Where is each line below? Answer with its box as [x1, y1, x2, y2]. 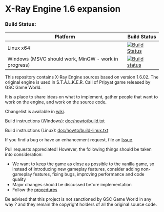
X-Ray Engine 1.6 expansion [5, 3, 121, 15]
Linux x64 [7, 45, 31, 52]
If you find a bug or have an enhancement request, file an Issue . [5, 137, 134, 143]
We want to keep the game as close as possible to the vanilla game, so [12, 161, 155, 167]
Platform [54, 33, 76, 40]
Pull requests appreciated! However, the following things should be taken [5, 146, 152, 152]
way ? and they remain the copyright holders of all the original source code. [5, 201, 157, 208]
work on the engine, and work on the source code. [5, 99, 107, 105]
